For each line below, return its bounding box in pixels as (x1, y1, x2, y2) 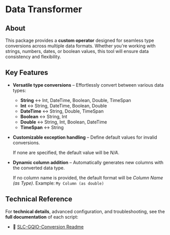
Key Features (5, 68, 48, 77)
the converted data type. (12, 165, 65, 171)
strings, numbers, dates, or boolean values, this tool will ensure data (5, 48, 149, 54)
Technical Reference (5, 195, 72, 203)
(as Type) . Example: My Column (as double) (12, 180, 104, 186)
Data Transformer (5, 4, 83, 15)
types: (12, 87, 27, 93)
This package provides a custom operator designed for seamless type (5, 37, 154, 43)
